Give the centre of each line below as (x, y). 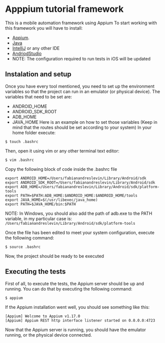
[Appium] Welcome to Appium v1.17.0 (43, 316)
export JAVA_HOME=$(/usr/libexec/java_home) (51, 200)
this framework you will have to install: (44, 28)
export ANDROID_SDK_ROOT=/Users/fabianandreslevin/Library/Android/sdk (80, 182)
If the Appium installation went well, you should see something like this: (77, 307)
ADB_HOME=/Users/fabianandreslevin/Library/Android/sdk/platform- (90, 187)
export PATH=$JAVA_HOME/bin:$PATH (41, 204)
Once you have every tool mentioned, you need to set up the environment (80, 86)
